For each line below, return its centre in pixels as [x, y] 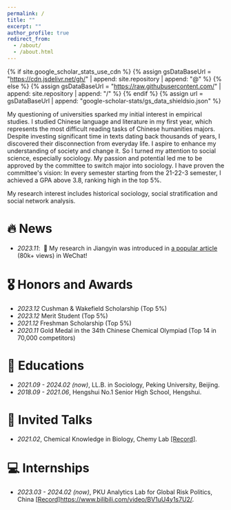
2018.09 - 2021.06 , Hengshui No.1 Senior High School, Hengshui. [109, 392]
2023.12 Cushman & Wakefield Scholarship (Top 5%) [92, 308]
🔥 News [30, 229]
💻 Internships [48, 468]
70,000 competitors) [46, 338]
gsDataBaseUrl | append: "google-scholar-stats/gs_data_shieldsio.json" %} [114, 101]
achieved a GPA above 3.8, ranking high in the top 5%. [84, 180]
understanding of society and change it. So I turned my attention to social [111, 151]
